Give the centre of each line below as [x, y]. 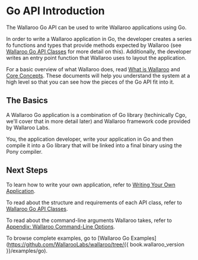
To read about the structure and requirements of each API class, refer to [94, 202]
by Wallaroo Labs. [28, 127]
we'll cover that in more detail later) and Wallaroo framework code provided [98, 121]
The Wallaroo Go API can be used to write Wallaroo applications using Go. [96, 27]
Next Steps [27, 170]
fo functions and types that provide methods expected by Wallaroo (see [94, 45]
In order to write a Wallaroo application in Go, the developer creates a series [99, 39]
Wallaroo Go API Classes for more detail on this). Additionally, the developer [99, 51]
